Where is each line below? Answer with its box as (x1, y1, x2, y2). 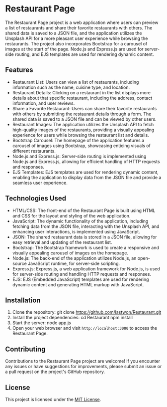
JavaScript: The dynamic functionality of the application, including (12, 218, 149, 224)
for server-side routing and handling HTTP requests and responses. (12, 271, 152, 277)
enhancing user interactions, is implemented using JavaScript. (12, 228, 140, 234)
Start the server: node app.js (12, 320, 71, 326)
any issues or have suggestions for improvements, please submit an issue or (5, 364, 162, 370)
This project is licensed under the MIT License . (5, 397, 101, 402)
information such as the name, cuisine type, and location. (12, 84, 130, 90)
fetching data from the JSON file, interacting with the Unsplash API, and (12, 223, 160, 229)
